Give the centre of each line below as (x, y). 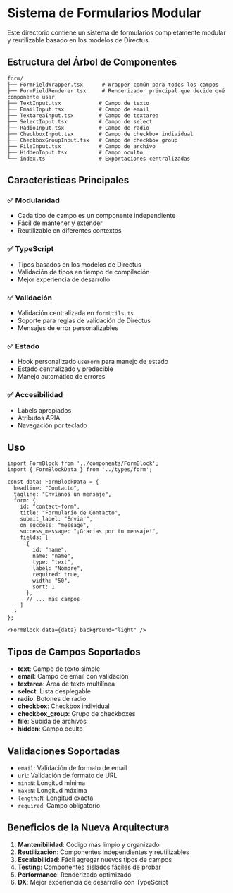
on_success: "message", (55, 526)
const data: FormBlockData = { (53, 482)
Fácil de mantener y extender (60, 223)
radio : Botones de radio (52, 699)
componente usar (31, 97)
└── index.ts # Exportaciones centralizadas (99, 159)
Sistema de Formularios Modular (105, 13)
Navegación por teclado (52, 425)
